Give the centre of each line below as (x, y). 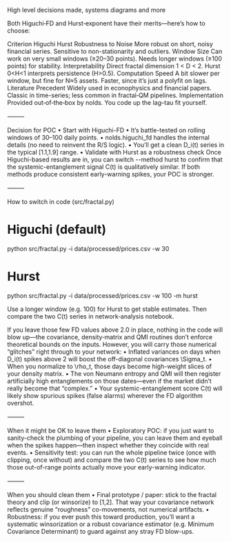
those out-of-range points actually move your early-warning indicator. (107, 467)
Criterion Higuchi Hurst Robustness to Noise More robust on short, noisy (110, 44)
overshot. (21, 403)
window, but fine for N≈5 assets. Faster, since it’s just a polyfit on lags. (107, 81)
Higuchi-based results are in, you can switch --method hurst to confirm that (115, 159)
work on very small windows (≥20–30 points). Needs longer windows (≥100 (115, 59)
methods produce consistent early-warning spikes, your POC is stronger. (111, 174)
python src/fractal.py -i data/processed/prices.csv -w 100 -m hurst (102, 295)
